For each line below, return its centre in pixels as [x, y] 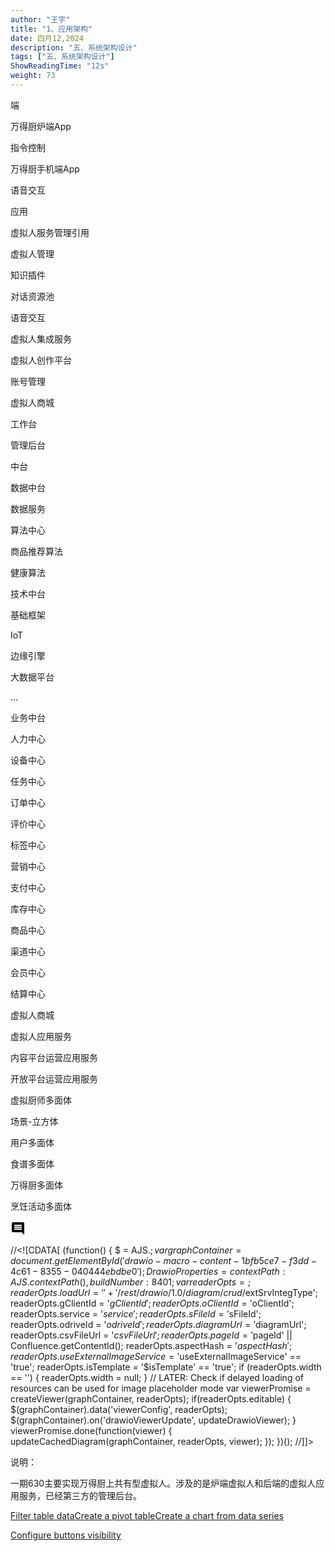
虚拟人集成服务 [41, 338]
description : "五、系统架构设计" [74, 47]
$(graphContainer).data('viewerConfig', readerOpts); [119, 1409]
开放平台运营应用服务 [54, 1078]
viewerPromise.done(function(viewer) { [91, 1430]
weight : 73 [33, 76]
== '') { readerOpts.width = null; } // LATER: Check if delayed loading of [157, 1377]
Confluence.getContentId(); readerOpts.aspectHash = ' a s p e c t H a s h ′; [151, 1345]
